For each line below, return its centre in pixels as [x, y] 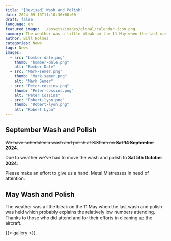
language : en [19, 24]
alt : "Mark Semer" [34, 81]
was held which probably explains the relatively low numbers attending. [80, 212]
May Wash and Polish [40, 194]
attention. [15, 178]
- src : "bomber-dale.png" [37, 57]
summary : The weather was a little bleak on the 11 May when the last [82, 34]
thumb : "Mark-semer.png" [41, 76]
